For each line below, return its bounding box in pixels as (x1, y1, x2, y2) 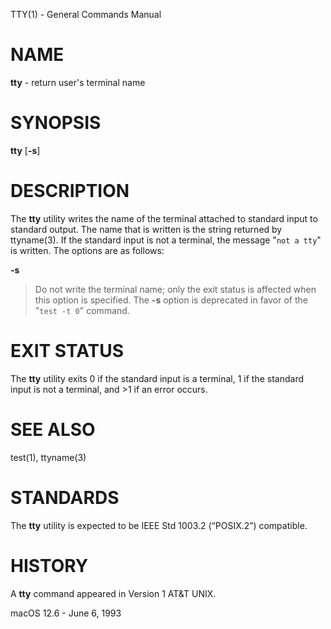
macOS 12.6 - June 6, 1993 (10, 607, 122, 619)
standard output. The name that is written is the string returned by (10, 223, 283, 235)
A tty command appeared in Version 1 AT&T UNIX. (10, 587, 217, 599)
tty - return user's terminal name (10, 76, 146, 88)
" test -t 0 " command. (34, 304, 130, 316)
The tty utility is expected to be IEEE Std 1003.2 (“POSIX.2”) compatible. (10, 519, 308, 531)
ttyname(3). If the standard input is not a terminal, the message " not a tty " (10, 234, 322, 246)
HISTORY (10, 554, 89, 577)
